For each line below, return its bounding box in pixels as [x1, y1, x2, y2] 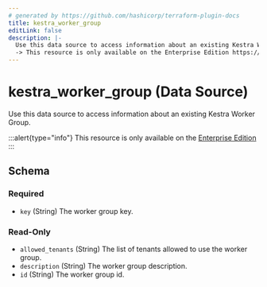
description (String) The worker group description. [19, 261, 188, 270]
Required [8, 188, 44, 200]
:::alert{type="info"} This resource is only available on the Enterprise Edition [8, 133, 257, 142]
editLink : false [8, 26, 62, 34]
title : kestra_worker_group [8, 19, 102, 27]
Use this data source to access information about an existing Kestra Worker [8, 109, 256, 118]
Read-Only [8, 226, 52, 237]
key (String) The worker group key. [19, 206, 133, 215]
